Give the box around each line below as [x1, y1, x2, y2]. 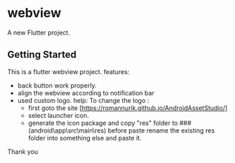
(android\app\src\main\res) [28, 126, 107, 135]
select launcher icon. [28, 111, 90, 119]
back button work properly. [17, 81, 97, 90]
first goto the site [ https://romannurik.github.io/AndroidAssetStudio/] [28, 104, 228, 112]
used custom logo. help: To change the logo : [17, 96, 150, 104]
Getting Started [7, 49, 77, 61]
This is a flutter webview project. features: [7, 67, 130, 76]
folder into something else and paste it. [28, 133, 142, 142]
